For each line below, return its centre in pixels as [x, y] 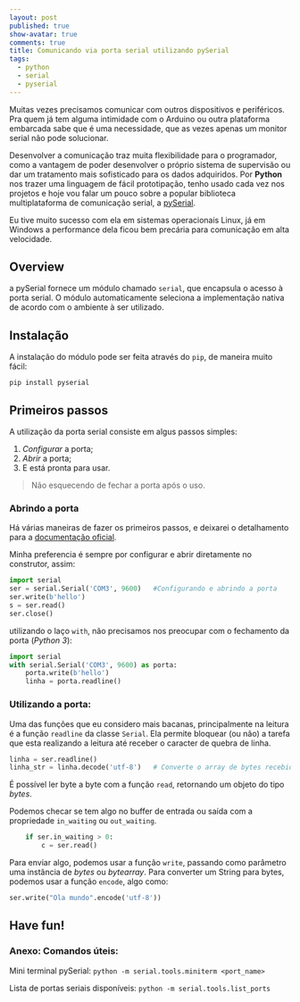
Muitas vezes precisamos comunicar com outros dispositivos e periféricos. [147, 109]
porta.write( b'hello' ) [67, 673]
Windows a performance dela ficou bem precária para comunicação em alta [150, 230]
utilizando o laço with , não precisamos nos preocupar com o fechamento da [150, 630]
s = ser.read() [37, 605]
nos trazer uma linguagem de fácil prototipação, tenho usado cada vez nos [147, 183]
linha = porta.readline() [74, 681]
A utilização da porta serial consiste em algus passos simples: [124, 432]
